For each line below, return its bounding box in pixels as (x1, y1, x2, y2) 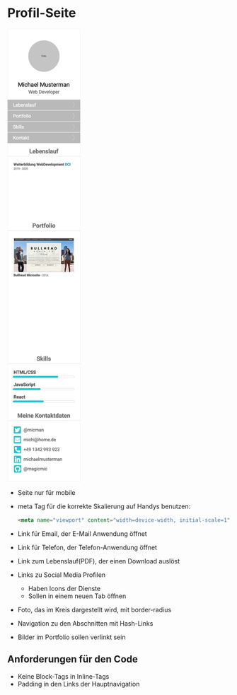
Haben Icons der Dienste (28, 584, 101, 592)
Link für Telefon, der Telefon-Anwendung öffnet (17, 543, 158, 551)
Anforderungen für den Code (7, 653, 138, 665)
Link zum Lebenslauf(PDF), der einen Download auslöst (17, 556, 180, 565)
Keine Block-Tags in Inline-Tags (17, 672, 110, 680)
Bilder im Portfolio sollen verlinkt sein (17, 633, 126, 641)
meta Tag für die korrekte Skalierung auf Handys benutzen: (17, 502, 191, 510)
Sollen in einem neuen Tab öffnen (28, 592, 127, 600)
